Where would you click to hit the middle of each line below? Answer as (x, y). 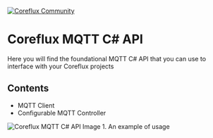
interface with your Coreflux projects (61, 66)
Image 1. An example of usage (126, 126)
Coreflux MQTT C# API (75, 39)
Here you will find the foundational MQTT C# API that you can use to (107, 58)
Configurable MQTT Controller (62, 113)
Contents (28, 88)
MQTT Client (36, 105)
